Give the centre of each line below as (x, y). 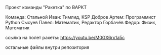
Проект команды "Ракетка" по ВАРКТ (46, 7)
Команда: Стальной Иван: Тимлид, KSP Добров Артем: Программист (80, 17)
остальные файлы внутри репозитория (47, 47)
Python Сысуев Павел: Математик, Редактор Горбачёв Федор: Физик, (81, 22)
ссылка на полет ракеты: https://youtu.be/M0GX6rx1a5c (65, 38)
